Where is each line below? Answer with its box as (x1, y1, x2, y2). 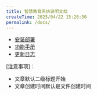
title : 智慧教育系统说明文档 (6, 8, 68, 15)
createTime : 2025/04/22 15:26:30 (6, 14, 87, 20)
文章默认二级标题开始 (14, 75, 66, 82)
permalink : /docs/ (6, 19, 51, 25)
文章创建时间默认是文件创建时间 (14, 83, 91, 90)
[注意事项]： (6, 63, 36, 70)
